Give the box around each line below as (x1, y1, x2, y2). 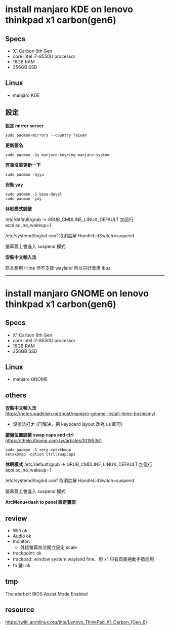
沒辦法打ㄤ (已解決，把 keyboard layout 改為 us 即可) (12, 421, 123, 427)
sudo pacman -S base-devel (5, 192, 62, 197)
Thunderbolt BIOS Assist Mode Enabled (5, 590, 88, 597)
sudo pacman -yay (5, 196, 42, 201)
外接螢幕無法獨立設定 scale (20, 544, 77, 550)
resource (5, 606, 34, 614)
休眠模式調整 (5, 205, 32, 211)
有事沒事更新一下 (5, 162, 41, 168)
